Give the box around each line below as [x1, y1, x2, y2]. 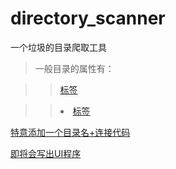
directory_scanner [10, 7, 166, 30]
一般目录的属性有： [34, 62, 115, 74]
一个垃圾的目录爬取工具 [10, 41, 107, 53]
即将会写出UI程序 [10, 147, 82, 159]
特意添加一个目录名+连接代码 [10, 126, 131, 138]
